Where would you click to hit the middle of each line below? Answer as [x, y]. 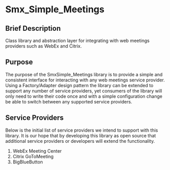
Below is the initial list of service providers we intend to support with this [82, 130]
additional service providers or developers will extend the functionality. [80, 141]
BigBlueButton [28, 162]
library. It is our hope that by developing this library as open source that [81, 135]
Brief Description [33, 28]
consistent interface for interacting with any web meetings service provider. [85, 80]
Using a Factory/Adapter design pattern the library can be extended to [79, 85]
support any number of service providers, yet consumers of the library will [84, 91]
